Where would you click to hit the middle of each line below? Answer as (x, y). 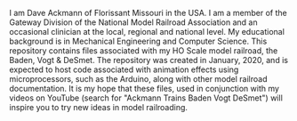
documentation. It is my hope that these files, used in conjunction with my (144, 89)
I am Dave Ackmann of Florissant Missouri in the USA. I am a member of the (148, 13)
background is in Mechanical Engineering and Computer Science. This (138, 41)
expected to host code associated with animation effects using (124, 69)
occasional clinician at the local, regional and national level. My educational (147, 32)
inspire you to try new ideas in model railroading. (99, 107)
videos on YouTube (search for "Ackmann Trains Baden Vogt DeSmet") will (146, 98)
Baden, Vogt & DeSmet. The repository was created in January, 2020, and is (149, 60)
